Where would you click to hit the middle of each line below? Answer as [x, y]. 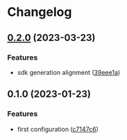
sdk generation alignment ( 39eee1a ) [69, 72]
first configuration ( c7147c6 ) [58, 129]
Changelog [40, 12]
